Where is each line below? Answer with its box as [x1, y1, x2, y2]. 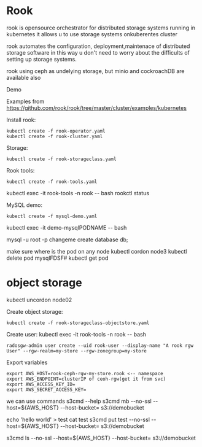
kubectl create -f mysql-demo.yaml [6, 213, 98, 219]
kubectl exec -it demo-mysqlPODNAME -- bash [6, 223, 127, 231]
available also [6, 74, 41, 81]
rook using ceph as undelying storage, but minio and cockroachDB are [6, 67, 185, 74]
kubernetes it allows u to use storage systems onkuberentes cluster [6, 30, 178, 37]
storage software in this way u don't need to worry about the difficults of [6, 49, 190, 56]
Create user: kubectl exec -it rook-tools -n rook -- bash [6, 330, 146, 338]
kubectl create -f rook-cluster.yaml [6, 133, 103, 139]
